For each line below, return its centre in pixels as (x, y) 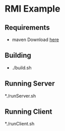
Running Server (30, 84)
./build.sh (22, 68)
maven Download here (35, 39)
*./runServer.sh (20, 96)
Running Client (28, 112)
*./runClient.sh (20, 124)
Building (18, 55)
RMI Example (32, 9)
